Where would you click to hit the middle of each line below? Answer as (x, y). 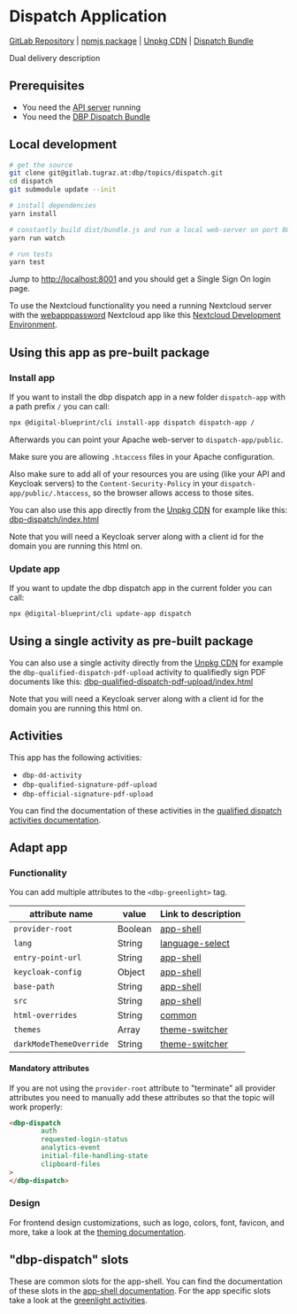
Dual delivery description (55, 58)
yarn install (33, 214)
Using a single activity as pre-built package (131, 641)
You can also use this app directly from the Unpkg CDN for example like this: (148, 509)
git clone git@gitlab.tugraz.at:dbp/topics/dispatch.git (116, 173)
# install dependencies (53, 206)
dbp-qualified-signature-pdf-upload (89, 785)
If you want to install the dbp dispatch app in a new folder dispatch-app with (147, 397)
